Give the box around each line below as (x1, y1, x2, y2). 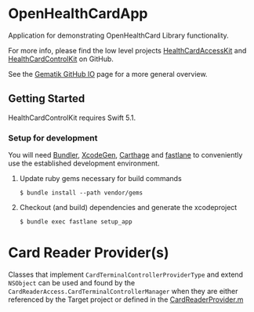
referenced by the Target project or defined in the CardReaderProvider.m (8, 295, 244, 304)
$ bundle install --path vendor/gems (19, 189, 143, 197)
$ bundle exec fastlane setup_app (19, 218, 132, 226)
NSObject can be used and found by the (8, 278, 136, 287)
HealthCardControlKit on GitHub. (8, 54, 114, 63)
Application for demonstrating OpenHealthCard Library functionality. (8, 31, 229, 40)
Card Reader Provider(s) (8, 244, 170, 262)
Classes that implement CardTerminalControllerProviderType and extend (8, 270, 244, 279)
